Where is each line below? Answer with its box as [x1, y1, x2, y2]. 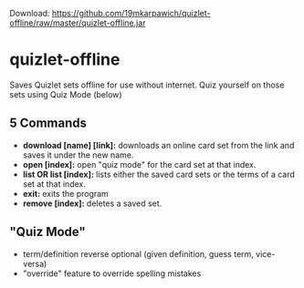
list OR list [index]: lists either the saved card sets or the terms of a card [22, 169, 295, 180]
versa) [22, 258, 47, 269]
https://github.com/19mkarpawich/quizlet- [51, 8, 211, 18]
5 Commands [9, 116, 88, 131]
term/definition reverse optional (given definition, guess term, [22, 248, 254, 259]
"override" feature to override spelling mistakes [22, 268, 202, 279]
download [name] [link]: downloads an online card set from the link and [22, 139, 295, 150]
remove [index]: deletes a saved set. [22, 198, 162, 209]
